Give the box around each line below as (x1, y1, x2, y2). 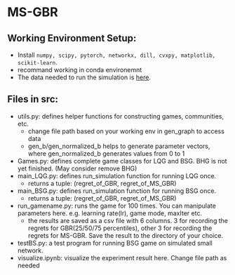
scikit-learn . (17, 58, 58, 67)
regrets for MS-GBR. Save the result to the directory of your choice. (27, 231, 223, 239)
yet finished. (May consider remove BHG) (17, 164, 137, 173)
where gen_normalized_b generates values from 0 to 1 (27, 149, 185, 158)
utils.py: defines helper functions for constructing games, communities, (17, 112, 224, 120)
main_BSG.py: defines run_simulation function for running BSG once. (17, 187, 216, 195)
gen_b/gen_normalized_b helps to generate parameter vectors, (27, 142, 210, 150)
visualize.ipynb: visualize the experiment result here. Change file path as (17, 253, 227, 262)
